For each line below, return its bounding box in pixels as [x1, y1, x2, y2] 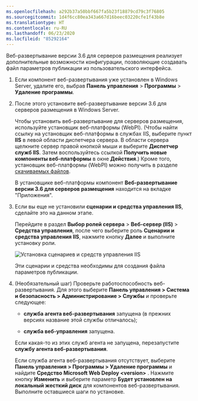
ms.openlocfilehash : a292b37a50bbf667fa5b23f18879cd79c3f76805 [6, 8, 165, 15]
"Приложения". [14, 192, 53, 198]
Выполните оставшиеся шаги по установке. [14, 388, 125, 395]
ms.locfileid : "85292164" [6, 36, 70, 42]
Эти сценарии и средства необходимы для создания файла [14, 263, 166, 269]
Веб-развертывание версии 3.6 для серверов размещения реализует [6, 52, 183, 59]
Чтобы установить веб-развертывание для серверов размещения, [14, 118, 184, 124]
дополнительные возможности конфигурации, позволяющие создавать [6, 58, 187, 65]
